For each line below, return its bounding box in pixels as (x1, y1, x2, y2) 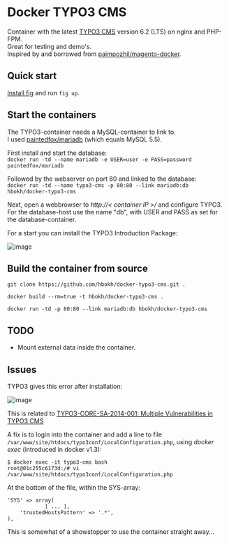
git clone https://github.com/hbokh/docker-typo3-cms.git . (7, 281, 186, 288)
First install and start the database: (7, 149, 107, 157)
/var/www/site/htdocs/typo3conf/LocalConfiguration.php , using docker (7, 438, 214, 446)
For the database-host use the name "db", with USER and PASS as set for (7, 207, 219, 216)
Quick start (7, 70, 57, 82)
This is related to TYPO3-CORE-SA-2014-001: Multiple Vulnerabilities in (7, 409, 213, 418)
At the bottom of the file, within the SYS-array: (7, 483, 141, 491)
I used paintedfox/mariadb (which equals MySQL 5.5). (7, 135, 163, 144)
